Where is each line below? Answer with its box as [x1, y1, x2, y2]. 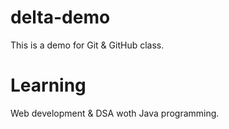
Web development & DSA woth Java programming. [10, 107, 220, 119]
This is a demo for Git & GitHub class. [10, 39, 165, 51]
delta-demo [10, 6, 111, 29]
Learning [10, 74, 87, 97]
